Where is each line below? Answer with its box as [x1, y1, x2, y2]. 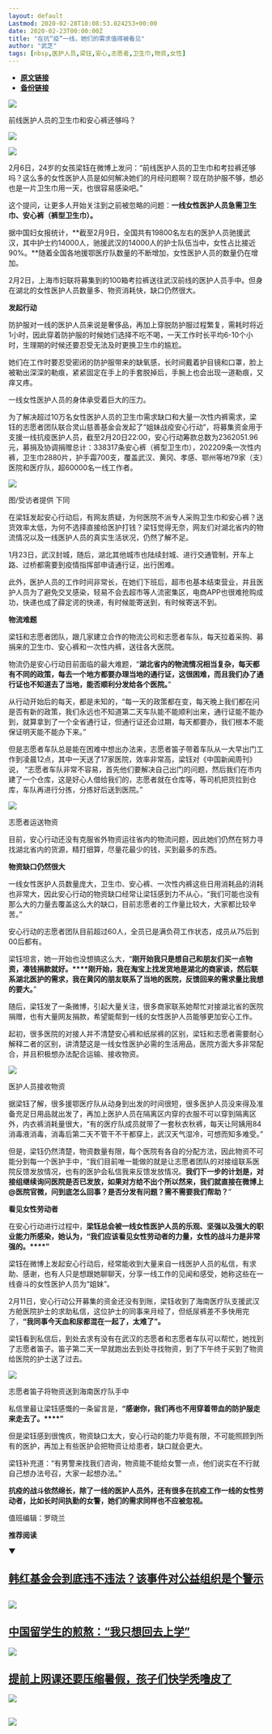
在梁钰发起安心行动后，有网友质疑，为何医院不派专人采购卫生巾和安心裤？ [8, 512, 257, 522]
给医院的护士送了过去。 [8, 1354, 87, 1364]
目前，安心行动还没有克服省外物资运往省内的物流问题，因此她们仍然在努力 [8, 835, 257, 844]
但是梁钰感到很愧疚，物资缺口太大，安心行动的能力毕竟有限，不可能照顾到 [8, 1431, 257, 1441]
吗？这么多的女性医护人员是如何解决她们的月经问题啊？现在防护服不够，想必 [8, 173, 264, 182]
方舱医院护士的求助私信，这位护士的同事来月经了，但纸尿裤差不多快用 [8, 1306, 243, 1316]
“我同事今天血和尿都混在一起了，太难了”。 [23, 1317, 166, 1326]
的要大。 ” [8, 984, 37, 993]
